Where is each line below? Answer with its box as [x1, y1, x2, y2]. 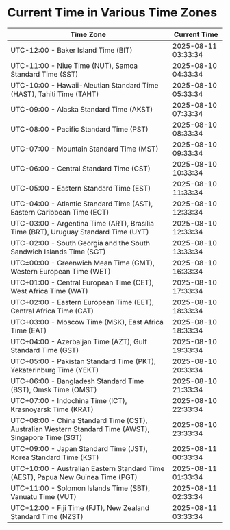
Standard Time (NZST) [10, 511, 84, 521]
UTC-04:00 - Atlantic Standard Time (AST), [10, 199, 153, 208]
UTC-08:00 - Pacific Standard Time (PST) [10, 124, 149, 134]
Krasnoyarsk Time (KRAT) [10, 405, 94, 414]
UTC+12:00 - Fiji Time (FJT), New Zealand [10, 503, 149, 512]
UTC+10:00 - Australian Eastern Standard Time [10, 463, 165, 473]
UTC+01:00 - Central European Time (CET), [10, 278, 154, 287]
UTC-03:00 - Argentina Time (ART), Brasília [10, 218, 154, 228]
